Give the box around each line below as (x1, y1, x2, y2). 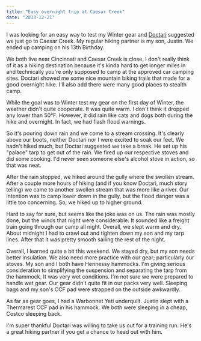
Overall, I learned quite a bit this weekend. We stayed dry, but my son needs (6, 247, 195, 255)
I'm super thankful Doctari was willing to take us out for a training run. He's (6, 322, 192, 329)
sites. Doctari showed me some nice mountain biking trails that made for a (6, 74, 190, 82)
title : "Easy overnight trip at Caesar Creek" (6, 8, 125, 15)
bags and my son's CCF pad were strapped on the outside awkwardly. (6, 286, 181, 293)
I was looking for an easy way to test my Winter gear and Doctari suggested (6, 31, 194, 38)
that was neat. (6, 161, 42, 169)
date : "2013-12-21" (6, 14, 55, 20)
